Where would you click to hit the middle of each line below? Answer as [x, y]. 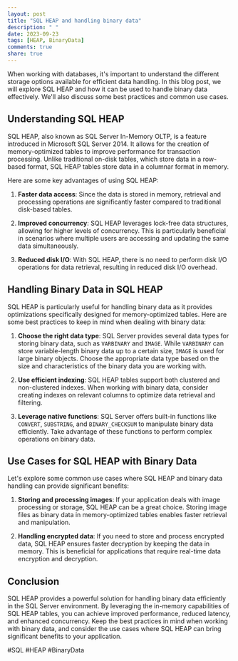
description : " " [33, 27]
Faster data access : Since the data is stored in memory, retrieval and [119, 194]
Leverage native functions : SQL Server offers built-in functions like [117, 416]
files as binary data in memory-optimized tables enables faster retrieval [122, 515]
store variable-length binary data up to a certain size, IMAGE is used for [121, 350]
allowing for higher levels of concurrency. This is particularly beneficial [122, 230]
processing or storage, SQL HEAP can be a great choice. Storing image [122, 507]
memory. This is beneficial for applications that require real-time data [119, 551]
